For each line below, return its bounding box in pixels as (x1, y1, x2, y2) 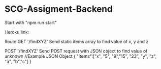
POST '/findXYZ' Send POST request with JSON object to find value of (4, 48, 148, 54)
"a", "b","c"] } (4, 58, 32, 64)
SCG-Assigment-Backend (4, 3, 113, 15)
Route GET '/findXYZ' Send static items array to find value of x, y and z (4, 38, 149, 45)
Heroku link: (4, 29, 29, 35)
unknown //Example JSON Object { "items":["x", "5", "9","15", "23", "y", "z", (4, 53, 157, 59)
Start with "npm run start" (4, 20, 57, 25)
